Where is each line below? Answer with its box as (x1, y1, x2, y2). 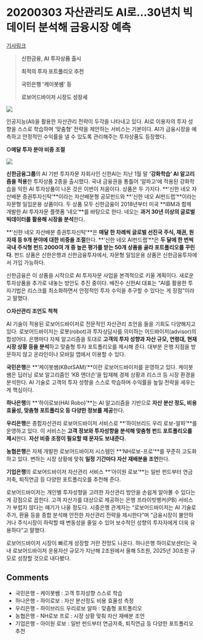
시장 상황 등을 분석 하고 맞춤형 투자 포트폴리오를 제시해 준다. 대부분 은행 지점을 (6, 343, 190, 350)
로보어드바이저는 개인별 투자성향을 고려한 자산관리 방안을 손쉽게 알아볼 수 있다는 (6, 488, 196, 496)
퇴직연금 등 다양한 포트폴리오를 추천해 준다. (19, 476, 121, 483)
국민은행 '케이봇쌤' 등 (21, 80, 72, 88)
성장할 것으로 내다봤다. (17, 554, 72, 562)
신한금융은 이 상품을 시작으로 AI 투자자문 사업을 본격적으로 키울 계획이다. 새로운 (6, 271, 194, 279)
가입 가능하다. (12, 258, 45, 266)
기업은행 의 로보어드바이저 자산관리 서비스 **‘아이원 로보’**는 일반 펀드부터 (6, 468, 182, 475)
